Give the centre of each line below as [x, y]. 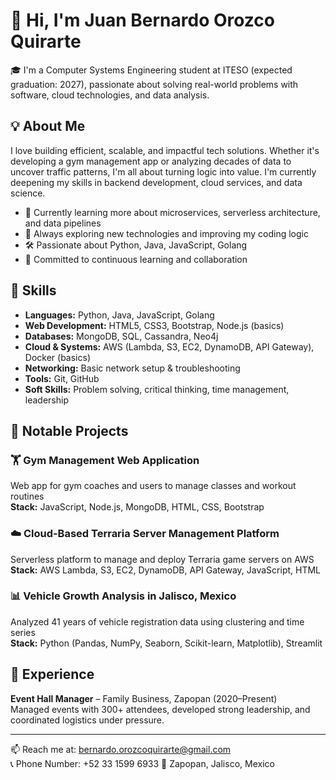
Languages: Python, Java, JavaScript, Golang [119, 315]
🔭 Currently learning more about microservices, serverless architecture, [172, 212]
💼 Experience [52, 674]
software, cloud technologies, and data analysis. [110, 95]
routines [27, 496]
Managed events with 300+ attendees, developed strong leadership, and [160, 709]
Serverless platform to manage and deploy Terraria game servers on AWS [162, 559]
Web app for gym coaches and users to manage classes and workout [153, 486]
